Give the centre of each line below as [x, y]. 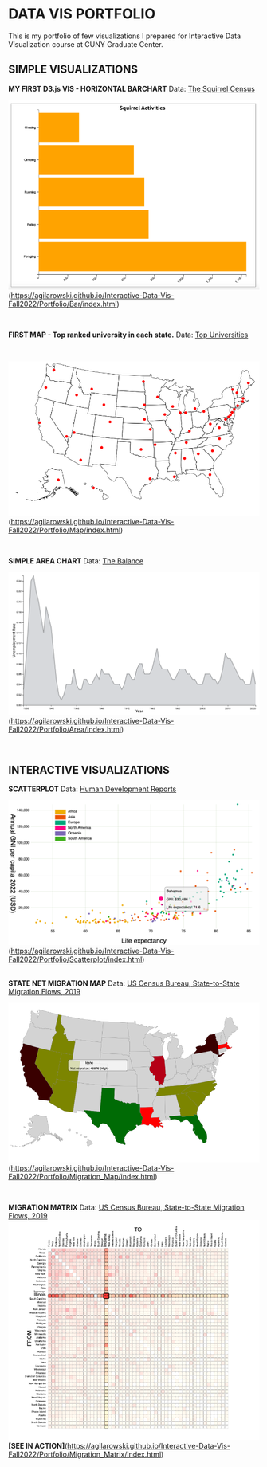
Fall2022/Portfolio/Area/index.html [65, 729]
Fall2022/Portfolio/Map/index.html [65, 530]
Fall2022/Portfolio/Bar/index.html [63, 304]
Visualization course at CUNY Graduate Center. [86, 44]
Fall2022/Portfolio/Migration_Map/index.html [82, 1176]
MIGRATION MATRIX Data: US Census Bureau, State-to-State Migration [126, 1207]
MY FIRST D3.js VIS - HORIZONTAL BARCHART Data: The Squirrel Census [132, 88]
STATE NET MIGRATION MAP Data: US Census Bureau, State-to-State [124, 983]
